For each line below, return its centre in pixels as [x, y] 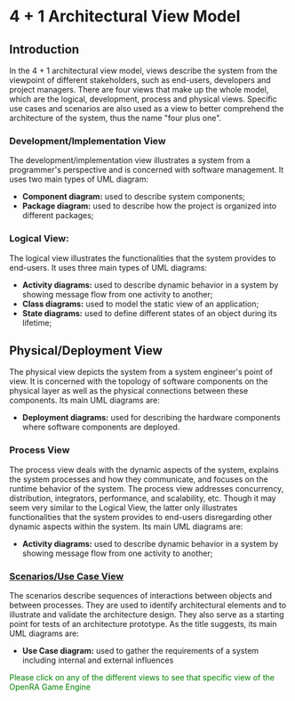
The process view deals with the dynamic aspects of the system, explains [144, 469]
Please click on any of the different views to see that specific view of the [142, 677]
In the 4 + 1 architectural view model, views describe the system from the [144, 70]
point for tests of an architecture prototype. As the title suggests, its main [143, 624]
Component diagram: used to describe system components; [134, 197]
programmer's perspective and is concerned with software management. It [147, 170]
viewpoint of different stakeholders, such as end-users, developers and [140, 80]
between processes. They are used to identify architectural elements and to [148, 605]
